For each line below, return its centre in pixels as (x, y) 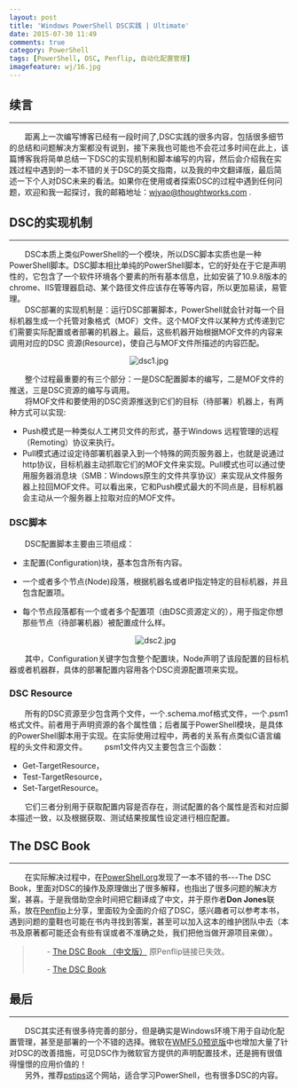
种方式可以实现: (38, 412)
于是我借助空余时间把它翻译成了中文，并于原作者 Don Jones (157, 899)
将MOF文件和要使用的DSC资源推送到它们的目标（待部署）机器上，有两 (154, 401)
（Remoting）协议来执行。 (71, 442)
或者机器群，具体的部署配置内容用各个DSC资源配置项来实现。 (130, 669)
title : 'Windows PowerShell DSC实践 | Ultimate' (99, 26)
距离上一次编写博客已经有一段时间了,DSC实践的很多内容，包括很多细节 (155, 136)
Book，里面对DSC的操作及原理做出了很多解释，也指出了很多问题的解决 (139, 888)
